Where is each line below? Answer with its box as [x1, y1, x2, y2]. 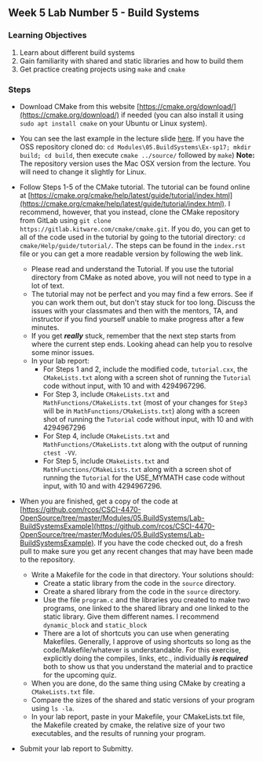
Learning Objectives [8, 30, 88, 41]
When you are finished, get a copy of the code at [19, 496, 178, 506]
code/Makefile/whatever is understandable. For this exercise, [42, 645, 241, 654]
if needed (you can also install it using [121, 110, 244, 119]
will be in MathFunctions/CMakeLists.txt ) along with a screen [42, 406, 240, 415]
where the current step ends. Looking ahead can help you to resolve [31, 339, 253, 349]
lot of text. [31, 280, 65, 290]
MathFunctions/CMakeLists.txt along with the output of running [42, 439, 248, 448]
